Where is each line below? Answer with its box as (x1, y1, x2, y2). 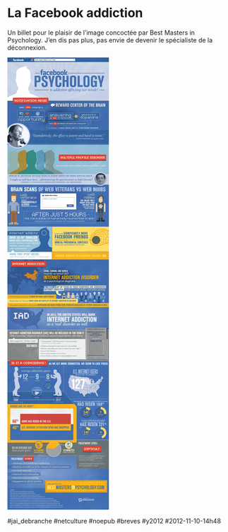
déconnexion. (7, 43, 47, 52)
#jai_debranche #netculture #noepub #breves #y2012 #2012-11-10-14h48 (7, 516, 221, 525)
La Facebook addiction (7, 5, 143, 21)
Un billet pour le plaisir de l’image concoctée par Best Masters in (7, 28, 196, 37)
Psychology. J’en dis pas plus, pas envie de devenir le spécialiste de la (7, 35, 213, 44)
